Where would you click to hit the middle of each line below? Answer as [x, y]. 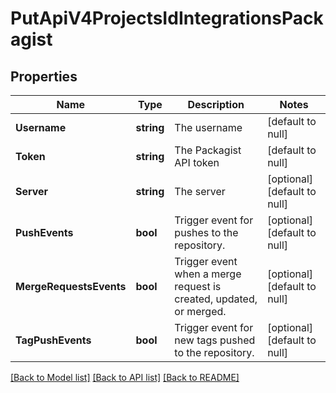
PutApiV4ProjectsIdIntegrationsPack [167, 18]
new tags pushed [215, 340]
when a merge [208, 274]
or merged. [200, 311]
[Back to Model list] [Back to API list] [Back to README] [125, 377]
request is [198, 286]
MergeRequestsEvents [71, 286]
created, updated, [216, 299]
